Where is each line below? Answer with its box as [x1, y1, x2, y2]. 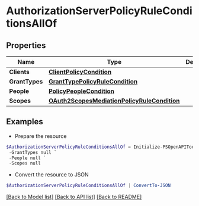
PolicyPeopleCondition [48, 87, 114, 95]
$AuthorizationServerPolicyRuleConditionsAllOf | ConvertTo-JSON [6, 182, 171, 189]
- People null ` [8, 155, 46, 161]
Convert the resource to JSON [14, 171, 89, 178]
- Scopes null [8, 160, 41, 166]
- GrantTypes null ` [8, 149, 57, 155]
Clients [9, 68, 30, 76]
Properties [6, 40, 46, 50]
